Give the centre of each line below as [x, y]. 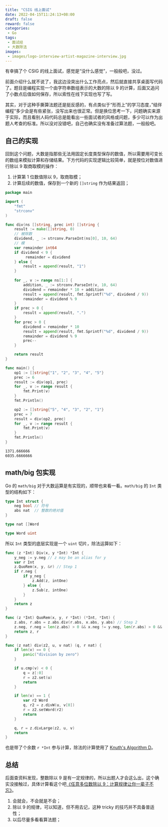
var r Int [24, 562]
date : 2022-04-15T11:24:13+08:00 [40, 14]
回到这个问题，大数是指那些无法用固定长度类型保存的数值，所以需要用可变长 [84, 154]
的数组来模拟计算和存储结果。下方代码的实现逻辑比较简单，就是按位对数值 [82, 160]
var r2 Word [36, 701]
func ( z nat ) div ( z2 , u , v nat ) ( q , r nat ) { [53, 645]
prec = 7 [23, 414]
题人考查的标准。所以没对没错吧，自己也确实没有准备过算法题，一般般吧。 [82, 123]
